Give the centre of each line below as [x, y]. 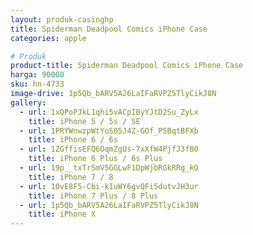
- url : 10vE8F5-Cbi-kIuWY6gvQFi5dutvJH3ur [109, 186]
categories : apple [48, 38]
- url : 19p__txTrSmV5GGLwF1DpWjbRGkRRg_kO [109, 168]
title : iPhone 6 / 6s [73, 140]
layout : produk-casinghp [62, 19]
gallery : [28, 102]
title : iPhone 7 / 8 [71, 177]
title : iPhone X [62, 214]
